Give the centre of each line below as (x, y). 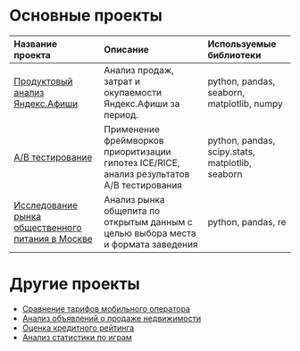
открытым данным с (149, 221)
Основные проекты (86, 16)
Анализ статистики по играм (77, 337)
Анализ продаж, (139, 70)
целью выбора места (150, 233)
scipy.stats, (232, 151)
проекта (32, 54)
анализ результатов (147, 173)
